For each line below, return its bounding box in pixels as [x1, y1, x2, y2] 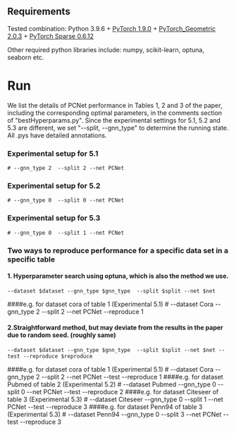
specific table [7, 254, 55, 264]
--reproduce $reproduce [23, 353, 93, 360]
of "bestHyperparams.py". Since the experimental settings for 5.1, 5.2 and [7, 116, 221, 124]
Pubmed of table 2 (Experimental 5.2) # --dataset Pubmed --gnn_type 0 [7, 380, 217, 389]
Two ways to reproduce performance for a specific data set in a [7, 245, 229, 255]
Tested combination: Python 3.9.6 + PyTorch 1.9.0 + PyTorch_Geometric [7, 24, 216, 32]
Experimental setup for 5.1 [7, 148, 99, 158]
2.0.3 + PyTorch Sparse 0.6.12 [7, 32, 94, 40]
